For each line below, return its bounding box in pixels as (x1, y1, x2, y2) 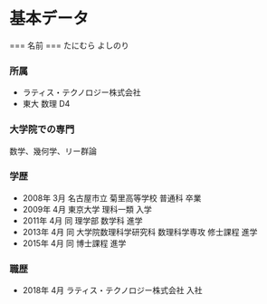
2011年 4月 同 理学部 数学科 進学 (22, 214, 143, 226)
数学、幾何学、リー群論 (9, 146, 97, 157)
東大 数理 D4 (22, 99, 71, 109)
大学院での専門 (9, 123, 75, 136)
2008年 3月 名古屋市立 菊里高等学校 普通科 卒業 (22, 192, 202, 204)
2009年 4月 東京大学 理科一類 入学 (22, 204, 152, 214)
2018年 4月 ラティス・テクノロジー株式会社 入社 (22, 285, 203, 296)
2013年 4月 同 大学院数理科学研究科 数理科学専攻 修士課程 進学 (22, 226, 258, 237)
